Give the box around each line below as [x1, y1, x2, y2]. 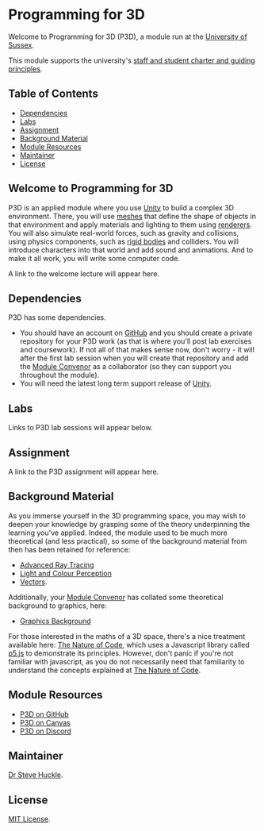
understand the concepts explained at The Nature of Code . [8, 665, 201, 675]
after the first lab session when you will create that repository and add [19, 353, 249, 363]
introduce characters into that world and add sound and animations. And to [8, 244, 254, 255]
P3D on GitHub [19, 709, 69, 719]
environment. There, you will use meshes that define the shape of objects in [8, 211, 256, 221]
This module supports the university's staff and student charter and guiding [8, 56, 255, 65]
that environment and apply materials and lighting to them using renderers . [8, 220, 252, 229]
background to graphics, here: [8, 601, 107, 610]
